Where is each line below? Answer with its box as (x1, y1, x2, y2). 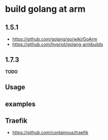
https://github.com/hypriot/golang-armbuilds (12, 41, 103, 47)
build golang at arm (5, 3, 86, 15)
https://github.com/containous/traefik (12, 130, 88, 136)
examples (5, 100, 36, 108)
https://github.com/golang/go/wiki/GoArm (12, 36, 97, 42)
